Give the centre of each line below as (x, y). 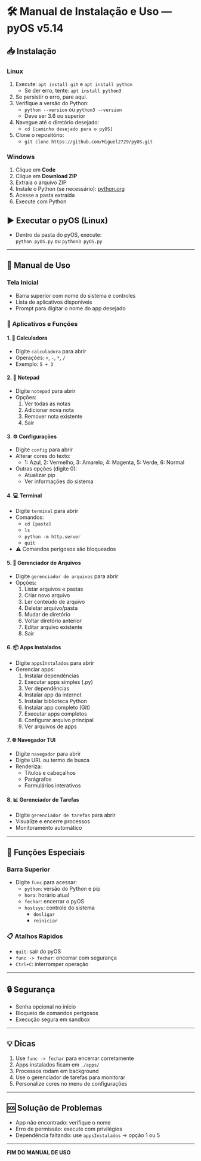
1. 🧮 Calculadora (27, 338)
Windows (21, 157)
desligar (44, 914)
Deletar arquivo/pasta (51, 608)
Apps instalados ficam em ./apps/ (58, 1064)
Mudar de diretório (47, 614)
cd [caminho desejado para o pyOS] (68, 129)
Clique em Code (35, 170)
